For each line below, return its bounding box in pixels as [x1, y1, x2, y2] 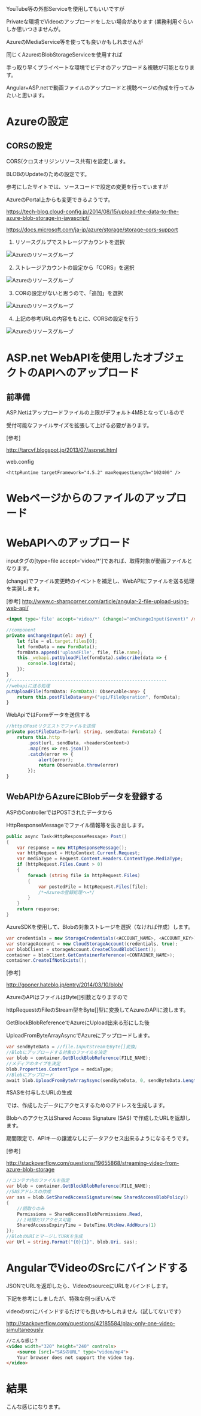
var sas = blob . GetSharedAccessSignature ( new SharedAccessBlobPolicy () [6, 1194, 188, 1200]
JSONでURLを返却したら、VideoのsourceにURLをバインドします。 [6, 1282, 172, 1289]
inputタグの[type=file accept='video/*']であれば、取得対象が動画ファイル [6, 558, 187, 565]
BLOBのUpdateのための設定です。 [6, 171, 90, 177]
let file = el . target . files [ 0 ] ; [17, 638, 98, 644]
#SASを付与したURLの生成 [6, 1089, 72, 1096]
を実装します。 [6, 585, 43, 592]
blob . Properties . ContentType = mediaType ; [6, 1066, 114, 1072]
